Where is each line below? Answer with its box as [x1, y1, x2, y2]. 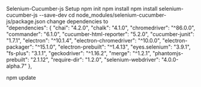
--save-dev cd [38, 11, 75, 19]
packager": [6, 43, 34, 50]
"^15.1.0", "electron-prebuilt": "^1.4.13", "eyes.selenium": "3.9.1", [35, 43, 191, 50]
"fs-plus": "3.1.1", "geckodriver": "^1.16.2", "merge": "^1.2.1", [6, 50, 152, 56]
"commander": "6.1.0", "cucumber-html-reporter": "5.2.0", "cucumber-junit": [6, 31, 195, 38]
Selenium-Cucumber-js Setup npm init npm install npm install [6, 5, 158, 12]
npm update [6, 74, 36, 81]
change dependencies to [47, 18, 109, 25]
